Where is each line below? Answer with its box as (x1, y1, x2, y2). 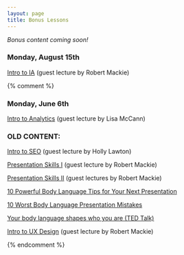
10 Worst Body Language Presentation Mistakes (7, 201, 143, 209)
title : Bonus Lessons (7, 17, 69, 23)
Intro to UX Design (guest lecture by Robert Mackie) (7, 227, 154, 236)
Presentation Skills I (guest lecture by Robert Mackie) (7, 161, 158, 169)
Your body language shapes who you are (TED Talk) (7, 214, 154, 223)
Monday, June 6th (7, 99, 69, 108)
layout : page (7, 10, 45, 17)
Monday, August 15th (7, 52, 80, 62)
